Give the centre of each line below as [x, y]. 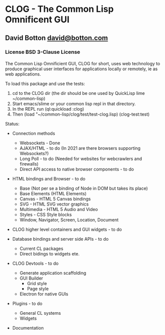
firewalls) [29, 164]
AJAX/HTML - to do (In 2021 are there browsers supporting [80, 148]
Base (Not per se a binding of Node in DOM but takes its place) [84, 188]
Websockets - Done [40, 143]
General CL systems [40, 313]
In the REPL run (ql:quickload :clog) [48, 109]
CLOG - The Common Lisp [60, 9]
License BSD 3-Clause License [43, 52]
